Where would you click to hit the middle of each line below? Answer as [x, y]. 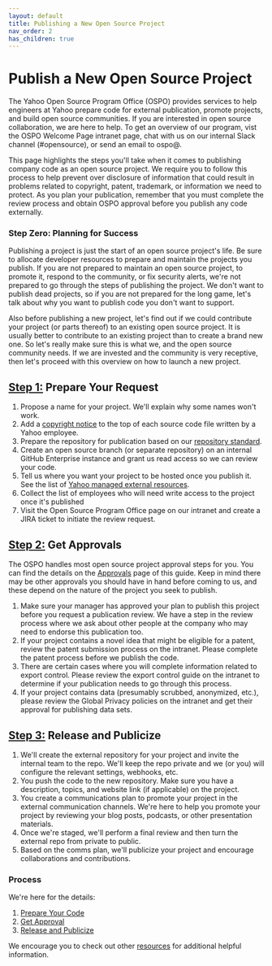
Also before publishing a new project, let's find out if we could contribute [130, 319]
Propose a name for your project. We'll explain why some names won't [138, 407]
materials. [37, 824]
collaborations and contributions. [76, 858]
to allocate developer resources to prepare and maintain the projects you [130, 259]
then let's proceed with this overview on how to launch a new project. [125, 362]
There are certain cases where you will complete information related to [138, 667]
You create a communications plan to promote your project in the [129, 798]
